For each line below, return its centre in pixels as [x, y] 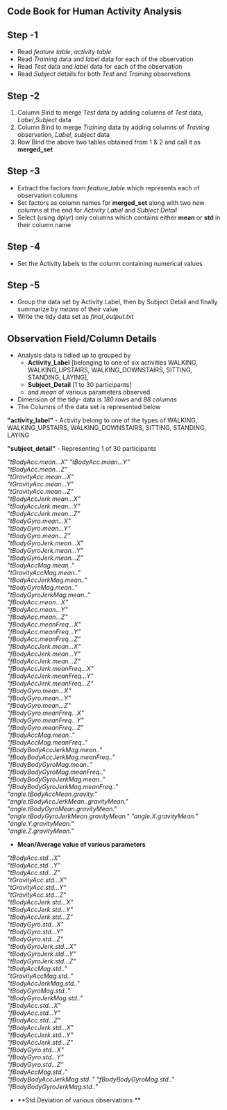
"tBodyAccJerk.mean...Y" [44, 506]
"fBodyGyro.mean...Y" [39, 698]
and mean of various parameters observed [89, 392]
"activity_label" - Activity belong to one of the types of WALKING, [102, 420]
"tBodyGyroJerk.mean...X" [45, 543]
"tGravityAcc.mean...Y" [41, 484]
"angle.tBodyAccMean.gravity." [52, 794]
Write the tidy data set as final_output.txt [75, 317]
